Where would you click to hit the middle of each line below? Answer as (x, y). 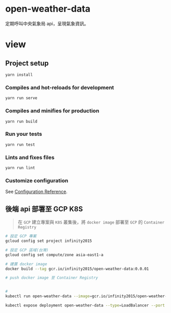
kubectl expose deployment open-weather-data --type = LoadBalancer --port (85, 305)
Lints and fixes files (30, 157)
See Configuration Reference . (36, 192)
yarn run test (20, 145)
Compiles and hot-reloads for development (60, 87)
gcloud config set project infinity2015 (49, 241)
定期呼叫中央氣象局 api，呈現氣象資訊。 (47, 23)
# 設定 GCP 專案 (21, 236)
